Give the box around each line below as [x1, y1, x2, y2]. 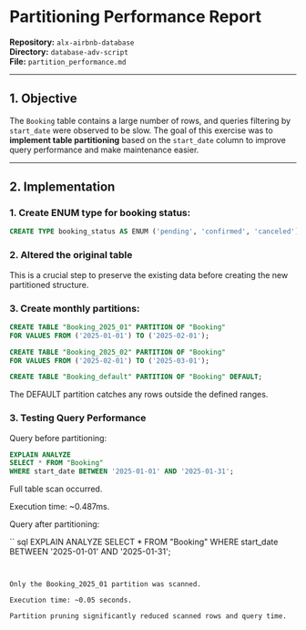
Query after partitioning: [9, 519, 100, 530]
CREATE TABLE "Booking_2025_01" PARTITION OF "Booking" [9, 322, 226, 332]
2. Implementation [9, 180, 116, 195]
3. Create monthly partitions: [9, 302, 140, 315]
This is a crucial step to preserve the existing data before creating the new [9, 269, 289, 280]
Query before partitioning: [9, 432, 107, 443]
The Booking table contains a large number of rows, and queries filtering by [9, 115, 291, 126]
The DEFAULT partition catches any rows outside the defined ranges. [9, 389, 269, 400]
